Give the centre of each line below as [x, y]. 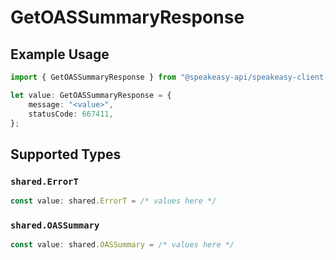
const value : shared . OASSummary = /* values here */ [122, 245]
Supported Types [66, 154]
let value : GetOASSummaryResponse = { [91, 95]
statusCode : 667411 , [71, 114]
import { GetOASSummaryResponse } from [93, 77]
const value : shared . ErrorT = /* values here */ [113, 201]
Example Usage [60, 54]
